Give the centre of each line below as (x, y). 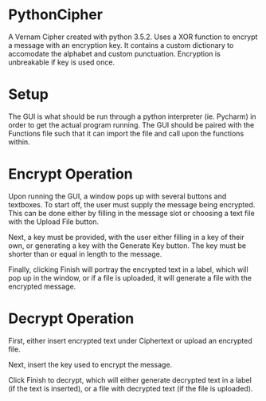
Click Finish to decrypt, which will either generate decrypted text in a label (130, 379)
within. (19, 142)
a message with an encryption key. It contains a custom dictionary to (121, 45)
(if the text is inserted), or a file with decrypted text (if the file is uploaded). (131, 388)
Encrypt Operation (70, 174)
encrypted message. (42, 286)
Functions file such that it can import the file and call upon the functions (126, 133)
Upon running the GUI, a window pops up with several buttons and (117, 196)
